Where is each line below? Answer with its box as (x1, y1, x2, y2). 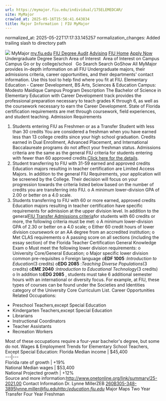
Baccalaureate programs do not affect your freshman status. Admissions (12, 145, 161, 151)
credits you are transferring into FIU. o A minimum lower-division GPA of (12, 187, 160, 193)
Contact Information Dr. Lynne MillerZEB (22, 381, 105, 387)
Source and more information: (5, 375, 66, 381)
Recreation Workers (12, 329, 53, 335)
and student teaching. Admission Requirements (5, 114, 102, 120)
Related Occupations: (12, 293, 56, 299)
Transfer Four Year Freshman (5, 391, 65, 397)
